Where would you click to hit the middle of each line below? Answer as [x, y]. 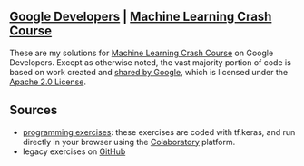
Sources [34, 110]
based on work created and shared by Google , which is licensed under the [149, 72]
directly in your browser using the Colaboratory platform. [129, 142]
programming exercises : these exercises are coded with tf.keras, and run [159, 132]
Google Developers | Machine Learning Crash [141, 17]
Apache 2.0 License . [48, 82]
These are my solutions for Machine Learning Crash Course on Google [142, 53]
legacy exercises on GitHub [74, 151]
